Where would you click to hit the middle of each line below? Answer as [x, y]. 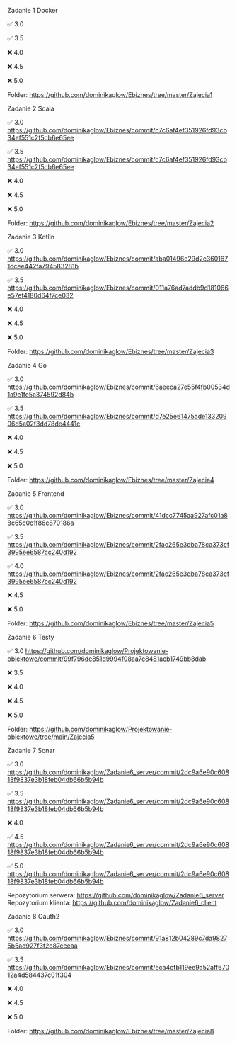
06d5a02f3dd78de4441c [44, 424]
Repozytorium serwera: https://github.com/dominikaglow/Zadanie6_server [116, 895]
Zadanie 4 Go [27, 365]
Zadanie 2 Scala [31, 108]
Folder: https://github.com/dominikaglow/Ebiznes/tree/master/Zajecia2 [111, 223]
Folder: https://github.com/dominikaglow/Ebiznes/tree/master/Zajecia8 [111, 1031]
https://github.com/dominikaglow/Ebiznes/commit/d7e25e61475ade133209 [117, 416]
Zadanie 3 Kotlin [31, 237]
